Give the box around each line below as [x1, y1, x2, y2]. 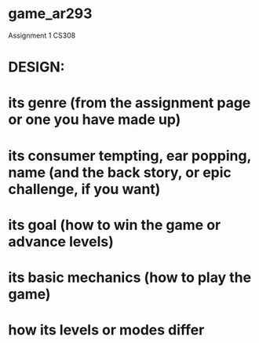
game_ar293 [8, 5, 93, 23]
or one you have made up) [8, 111, 181, 129]
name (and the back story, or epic [8, 163, 232, 181]
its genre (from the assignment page [8, 94, 251, 112]
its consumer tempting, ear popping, [8, 147, 251, 165]
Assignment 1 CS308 [8, 31, 76, 40]
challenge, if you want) [8, 180, 161, 198]
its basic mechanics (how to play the [8, 268, 252, 286]
